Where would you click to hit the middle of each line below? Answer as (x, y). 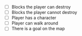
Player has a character (34, 18)
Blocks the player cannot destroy (44, 12)
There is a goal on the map (38, 29)
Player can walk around (35, 23)
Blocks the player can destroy (41, 7)
